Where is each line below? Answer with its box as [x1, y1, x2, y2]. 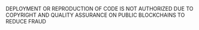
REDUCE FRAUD [5, 18, 46, 25]
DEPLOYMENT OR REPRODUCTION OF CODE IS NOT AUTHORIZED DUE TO [5, 5, 194, 12]
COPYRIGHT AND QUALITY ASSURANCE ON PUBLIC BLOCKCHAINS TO [5, 11, 185, 19]
